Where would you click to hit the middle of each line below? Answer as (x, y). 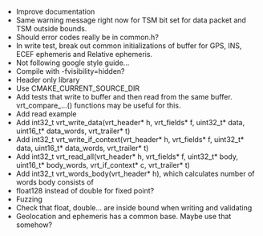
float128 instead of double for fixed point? (85, 191)
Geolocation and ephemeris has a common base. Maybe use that (123, 216)
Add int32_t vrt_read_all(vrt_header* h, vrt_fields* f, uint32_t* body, (127, 157)
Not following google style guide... (73, 63)
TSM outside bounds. (51, 28)
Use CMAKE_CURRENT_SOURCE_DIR (78, 88)
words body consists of (55, 182)
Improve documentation (55, 12)
